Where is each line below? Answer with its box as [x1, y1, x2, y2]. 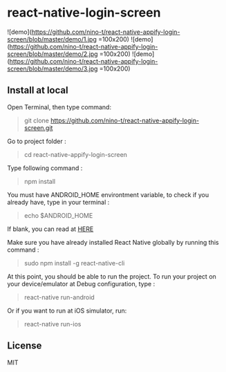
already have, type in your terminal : [7, 198, 110, 206]
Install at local [7, 84, 68, 96]
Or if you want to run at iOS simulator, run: [7, 306, 127, 315]
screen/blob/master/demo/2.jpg [7, 50, 98, 58]
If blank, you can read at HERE [7, 225, 94, 233]
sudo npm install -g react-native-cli [23, 259, 125, 267]
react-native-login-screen [7, 5, 161, 21]
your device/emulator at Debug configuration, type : [7, 279, 156, 288]
